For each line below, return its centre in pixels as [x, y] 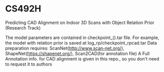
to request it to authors [29, 64]
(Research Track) [23, 27]
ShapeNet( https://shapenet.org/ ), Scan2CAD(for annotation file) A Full [77, 53]
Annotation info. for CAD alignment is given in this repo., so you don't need [82, 58]
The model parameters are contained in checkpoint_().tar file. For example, [82, 37]
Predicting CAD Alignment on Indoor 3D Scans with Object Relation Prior [80, 22]
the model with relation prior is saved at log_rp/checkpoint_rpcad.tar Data [81, 42]
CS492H [23, 9]
